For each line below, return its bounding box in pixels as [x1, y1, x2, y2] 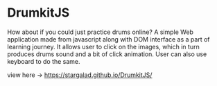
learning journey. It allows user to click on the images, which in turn [7, 42, 200, 51]
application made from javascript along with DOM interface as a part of [7, 35, 210, 43]
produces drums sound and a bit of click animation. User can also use [7, 50, 207, 58]
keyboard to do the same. [7, 57, 81, 65]
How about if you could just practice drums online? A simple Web [7, 28, 194, 36]
